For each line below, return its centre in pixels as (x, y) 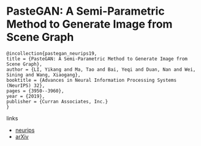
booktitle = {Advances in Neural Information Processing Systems (91, 80)
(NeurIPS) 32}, (26, 86)
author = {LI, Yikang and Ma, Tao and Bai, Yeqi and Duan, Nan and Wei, (101, 69)
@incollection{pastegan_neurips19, (52, 53)
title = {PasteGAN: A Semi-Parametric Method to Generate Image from (97, 59)
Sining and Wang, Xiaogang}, (44, 75)
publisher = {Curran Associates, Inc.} (57, 101)
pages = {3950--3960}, (35, 91)
